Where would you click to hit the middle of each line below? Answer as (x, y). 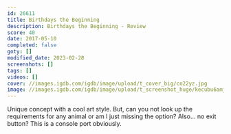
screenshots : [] (30, 64)
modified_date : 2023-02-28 (46, 58)
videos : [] (23, 77)
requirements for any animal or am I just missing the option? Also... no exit (112, 116)
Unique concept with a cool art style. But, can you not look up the (100, 109)
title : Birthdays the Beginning (53, 20)
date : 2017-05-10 (32, 39)
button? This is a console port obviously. (64, 124)
